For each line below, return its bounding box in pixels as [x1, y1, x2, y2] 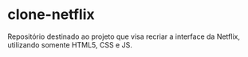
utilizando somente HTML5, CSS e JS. [7, 40, 132, 49]
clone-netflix [7, 6, 95, 24]
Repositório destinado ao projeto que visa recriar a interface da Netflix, [7, 32, 241, 41]
